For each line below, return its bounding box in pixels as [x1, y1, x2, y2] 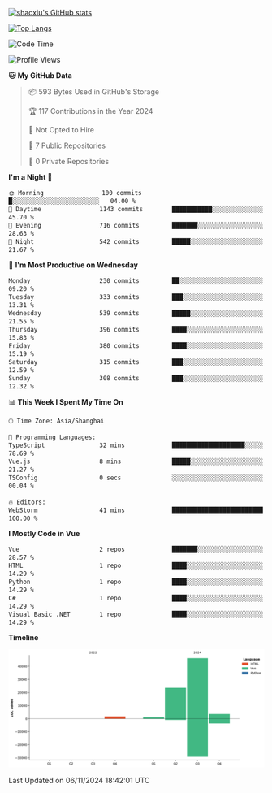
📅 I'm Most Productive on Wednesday [8, 260, 138, 270]
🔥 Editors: [8, 498, 46, 506]
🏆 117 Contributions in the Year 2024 [28, 106, 153, 115]
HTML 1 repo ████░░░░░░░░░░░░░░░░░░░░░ [8, 561, 264, 570]
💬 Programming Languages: [8, 433, 96, 441]
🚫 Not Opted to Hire [28, 125, 95, 134]
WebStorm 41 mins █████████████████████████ [8, 506, 264, 514]
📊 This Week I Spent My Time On [8, 397, 123, 406]
